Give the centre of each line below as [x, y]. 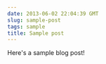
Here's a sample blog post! [46, 53]
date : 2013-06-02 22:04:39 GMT [53, 14]
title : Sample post [36, 33]
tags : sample [26, 26]
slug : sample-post [34, 20]
